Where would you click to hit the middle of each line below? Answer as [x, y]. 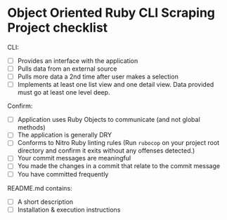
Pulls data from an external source [67, 69]
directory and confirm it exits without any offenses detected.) [106, 151]
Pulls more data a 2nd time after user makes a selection [98, 77]
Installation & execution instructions [69, 209]
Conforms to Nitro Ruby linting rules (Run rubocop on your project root [118, 143]
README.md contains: [40, 188]
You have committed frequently [63, 174]
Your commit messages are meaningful [74, 158]
